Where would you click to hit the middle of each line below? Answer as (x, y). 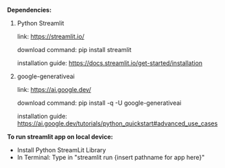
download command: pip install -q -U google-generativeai (99, 103)
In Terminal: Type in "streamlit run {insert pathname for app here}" (111, 157)
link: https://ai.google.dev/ (54, 89)
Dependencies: (29, 10)
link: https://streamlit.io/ (50, 36)
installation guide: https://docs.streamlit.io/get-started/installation (110, 63)
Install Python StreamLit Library (61, 150)
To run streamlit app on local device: (60, 137)
